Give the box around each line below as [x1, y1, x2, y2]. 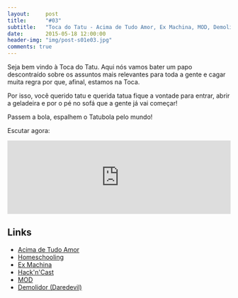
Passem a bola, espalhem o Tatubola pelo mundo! [7, 113, 153, 121]
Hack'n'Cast [17, 268, 55, 276]
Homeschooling [17, 253, 64, 261]
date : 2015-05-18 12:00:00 [7, 30, 106, 38]
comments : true [7, 43, 52, 50]
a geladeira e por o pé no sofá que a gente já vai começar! [7, 99, 178, 107]
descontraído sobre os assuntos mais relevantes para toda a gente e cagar [7, 70, 226, 79]
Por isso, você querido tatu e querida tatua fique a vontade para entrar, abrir [7, 91, 230, 100]
